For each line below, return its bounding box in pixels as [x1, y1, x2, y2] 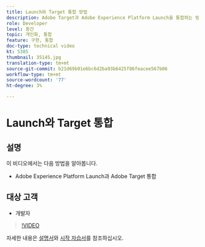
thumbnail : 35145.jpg [6, 54, 62, 60]
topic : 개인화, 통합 [6, 32, 52, 38]
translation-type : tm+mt [6, 60, 70, 66]
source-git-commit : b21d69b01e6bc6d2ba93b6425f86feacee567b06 [6, 65, 168, 72]
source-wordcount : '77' [6, 77, 67, 83]
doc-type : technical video [6, 43, 75, 49]
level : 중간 [6, 26, 35, 32]
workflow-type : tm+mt [6, 71, 62, 77]
